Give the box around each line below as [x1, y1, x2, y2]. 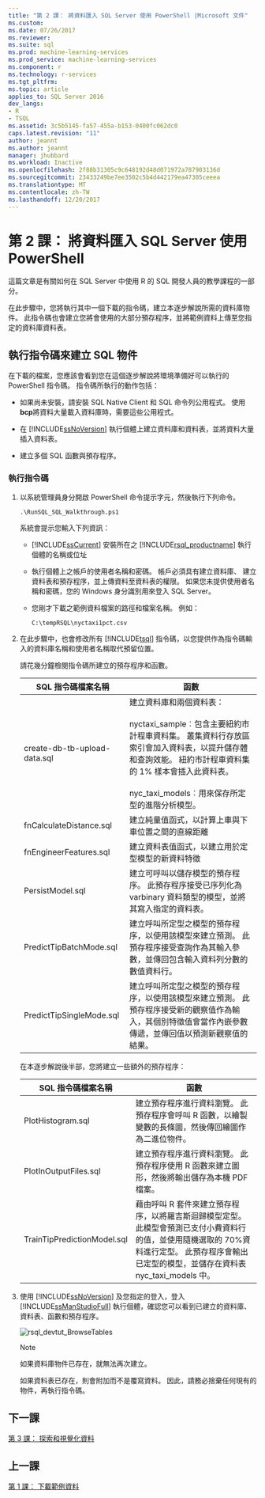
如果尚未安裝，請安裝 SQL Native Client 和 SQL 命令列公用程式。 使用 [19, 397, 246, 408]
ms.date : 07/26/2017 [8, 26, 77, 34]
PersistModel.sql [23, 886, 86, 897]
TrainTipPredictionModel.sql [23, 1234, 129, 1245]
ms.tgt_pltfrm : [8, 78, 58, 85]
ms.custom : [8, 19, 44, 27]
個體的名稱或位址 [31, 550, 88, 559]
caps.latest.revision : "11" [8, 129, 101, 137]
